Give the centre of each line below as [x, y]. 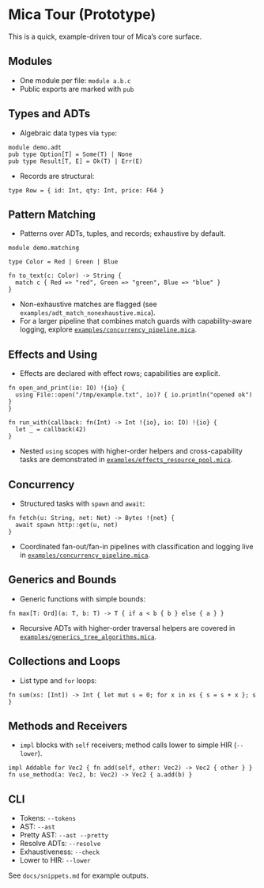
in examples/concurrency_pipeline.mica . [85, 555]
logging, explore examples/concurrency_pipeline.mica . [108, 329]
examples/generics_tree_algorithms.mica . [88, 636]
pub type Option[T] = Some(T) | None [70, 154]
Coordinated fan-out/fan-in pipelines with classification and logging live [136, 546]
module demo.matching [44, 248]
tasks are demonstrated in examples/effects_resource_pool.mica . [126, 460]
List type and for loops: [58, 680]
